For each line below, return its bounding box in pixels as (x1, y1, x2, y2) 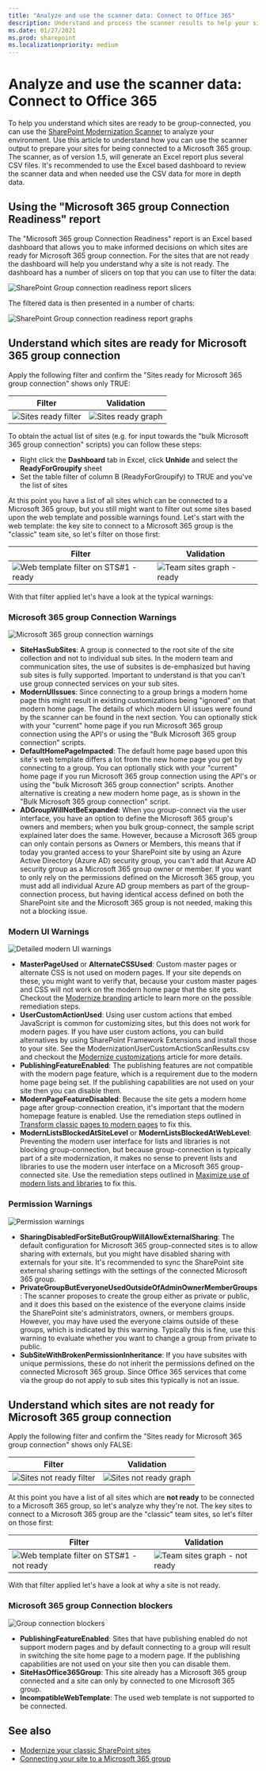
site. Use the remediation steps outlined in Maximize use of (56, 1170, 249, 1180)
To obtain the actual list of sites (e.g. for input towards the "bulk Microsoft (8, 431, 249, 440)
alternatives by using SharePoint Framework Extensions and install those (19, 1035, 257, 1045)
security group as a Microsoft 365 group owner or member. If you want (19, 864, 252, 874)
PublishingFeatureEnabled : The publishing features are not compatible (19, 1061, 253, 1070)
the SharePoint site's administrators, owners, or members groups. (19, 1308, 235, 1317)
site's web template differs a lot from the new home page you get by (19, 755, 243, 764)
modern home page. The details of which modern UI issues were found (19, 704, 253, 713)
